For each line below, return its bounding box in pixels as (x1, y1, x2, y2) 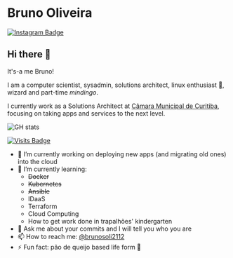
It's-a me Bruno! (7, 67, 55, 75)
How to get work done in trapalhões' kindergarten (27, 217, 173, 225)
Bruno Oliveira (7, 5, 93, 21)
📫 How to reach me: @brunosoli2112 (17, 232, 125, 240)
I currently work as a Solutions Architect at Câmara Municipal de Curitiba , (7, 102, 220, 110)
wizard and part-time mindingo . (7, 88, 99, 96)
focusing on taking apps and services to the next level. (7, 109, 166, 117)
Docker (27, 172, 49, 180)
